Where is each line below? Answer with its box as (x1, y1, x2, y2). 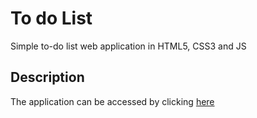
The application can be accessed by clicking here (10, 95, 215, 107)
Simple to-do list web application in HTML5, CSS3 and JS (10, 40, 247, 52)
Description (10, 69, 85, 86)
